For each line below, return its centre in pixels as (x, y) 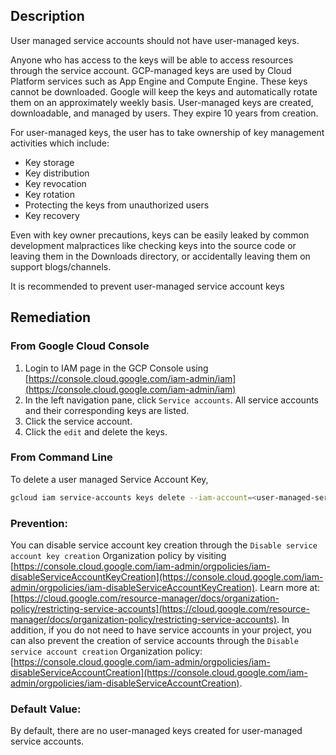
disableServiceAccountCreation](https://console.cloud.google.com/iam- (159, 672)
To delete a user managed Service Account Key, (109, 479)
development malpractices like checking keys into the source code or (153, 245)
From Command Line (61, 457)
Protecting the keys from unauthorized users (117, 205)
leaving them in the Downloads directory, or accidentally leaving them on (160, 256)
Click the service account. (78, 421)
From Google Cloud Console (80, 346)
